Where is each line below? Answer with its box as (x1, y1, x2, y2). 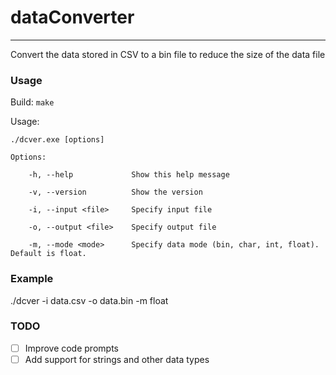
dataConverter (10, 6, 135, 29)
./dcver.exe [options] (10, 135, 105, 145)
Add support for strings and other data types (24, 353, 210, 365)
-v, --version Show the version (28, 187, 203, 198)
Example (10, 272, 54, 286)
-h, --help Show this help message (28, 170, 230, 180)
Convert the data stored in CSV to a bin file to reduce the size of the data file (10, 48, 326, 60)
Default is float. (10, 249, 87, 259)
